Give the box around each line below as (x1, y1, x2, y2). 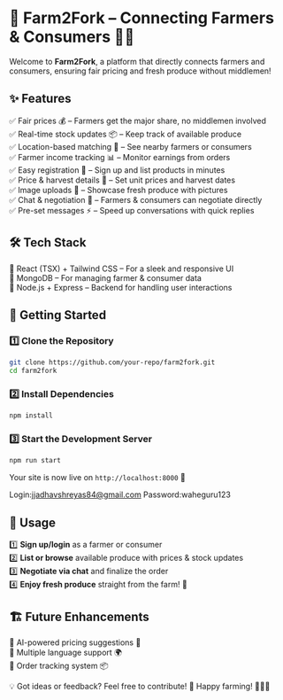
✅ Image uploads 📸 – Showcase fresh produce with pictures (9, 184, 228, 195)
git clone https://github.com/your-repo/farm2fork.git (9, 358, 216, 367)
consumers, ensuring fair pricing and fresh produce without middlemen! (9, 66, 272, 76)
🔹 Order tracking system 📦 (9, 660, 109, 671)
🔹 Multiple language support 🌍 (9, 647, 122, 657)
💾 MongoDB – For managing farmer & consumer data (9, 272, 202, 283)
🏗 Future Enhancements (9, 609, 149, 624)
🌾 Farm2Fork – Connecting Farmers (9, 8, 274, 28)
